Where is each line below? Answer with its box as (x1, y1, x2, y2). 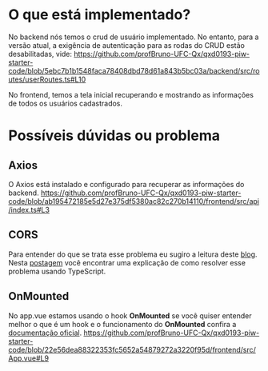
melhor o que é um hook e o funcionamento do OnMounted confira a (8, 319, 237, 329)
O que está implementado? (8, 6, 191, 24)
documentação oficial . (8, 328, 82, 337)
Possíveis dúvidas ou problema (8, 126, 221, 145)
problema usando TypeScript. (8, 266, 106, 276)
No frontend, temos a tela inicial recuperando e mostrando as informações (8, 90, 254, 99)
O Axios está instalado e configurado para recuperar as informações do (8, 179, 245, 189)
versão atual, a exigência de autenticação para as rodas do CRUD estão (8, 40, 246, 50)
